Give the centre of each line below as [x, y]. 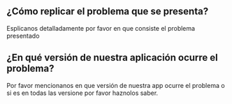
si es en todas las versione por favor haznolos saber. [82, 93]
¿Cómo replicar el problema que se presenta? [108, 12]
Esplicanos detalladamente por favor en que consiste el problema [101, 28]
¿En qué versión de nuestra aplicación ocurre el [112, 58]
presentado [23, 36]
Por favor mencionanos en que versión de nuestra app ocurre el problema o [116, 85]
